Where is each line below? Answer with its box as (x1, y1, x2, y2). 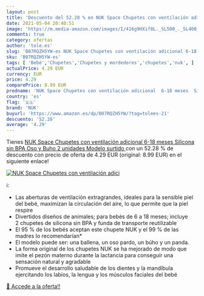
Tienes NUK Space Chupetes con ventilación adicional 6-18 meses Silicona (6, 138, 195, 146)
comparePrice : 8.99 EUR (6, 82, 67, 89)
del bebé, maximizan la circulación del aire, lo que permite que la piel (15, 200, 188, 207)
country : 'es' (6, 93, 42, 99)
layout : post (6, 8, 39, 15)
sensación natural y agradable (15, 258, 91, 266)
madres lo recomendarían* (15, 232, 83, 240)
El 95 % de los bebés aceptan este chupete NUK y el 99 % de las (15, 226, 179, 234)
